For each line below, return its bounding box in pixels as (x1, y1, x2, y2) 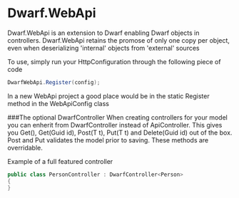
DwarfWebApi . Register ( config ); (7, 78, 101, 86)
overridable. (7, 143, 43, 152)
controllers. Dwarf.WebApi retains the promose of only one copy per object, (7, 36, 230, 44)
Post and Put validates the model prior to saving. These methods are (7, 135, 209, 144)
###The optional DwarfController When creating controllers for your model (7, 113, 228, 122)
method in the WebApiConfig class (7, 99, 109, 108)
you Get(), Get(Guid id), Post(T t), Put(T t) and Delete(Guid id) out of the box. (7, 128, 233, 137)
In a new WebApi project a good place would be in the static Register (7, 91, 210, 100)
